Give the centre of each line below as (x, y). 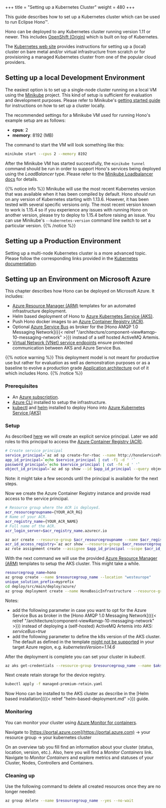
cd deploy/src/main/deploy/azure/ (41, 586)
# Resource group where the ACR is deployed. (53, 508)
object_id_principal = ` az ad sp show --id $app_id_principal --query (77, 469)
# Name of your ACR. (26, 517)
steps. (11, 484)
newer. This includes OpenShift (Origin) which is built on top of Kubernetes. (82, 37)
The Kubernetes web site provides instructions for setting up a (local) (76, 46)
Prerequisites (21, 386)
